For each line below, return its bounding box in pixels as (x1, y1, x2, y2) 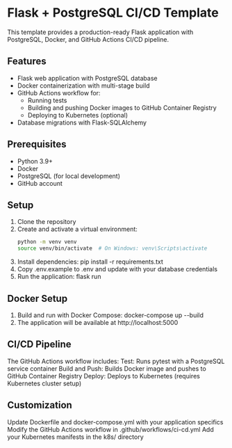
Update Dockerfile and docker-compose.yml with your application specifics (7, 417, 224, 426)
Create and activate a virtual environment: (17, 225, 138, 234)
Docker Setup (7, 292, 68, 304)
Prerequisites (7, 138, 67, 150)
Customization (7, 399, 73, 411)
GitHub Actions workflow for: (17, 88, 101, 97)
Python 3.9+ (17, 157, 53, 165)
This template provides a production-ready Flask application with (7, 28, 194, 36)
